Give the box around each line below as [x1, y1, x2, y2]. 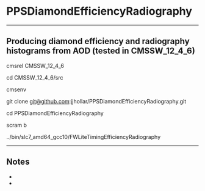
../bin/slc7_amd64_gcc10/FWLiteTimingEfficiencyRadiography [6, 133, 161, 140]
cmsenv [6, 86, 26, 93]
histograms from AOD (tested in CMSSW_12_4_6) [6, 46, 195, 56]
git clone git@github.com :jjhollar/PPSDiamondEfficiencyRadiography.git [6, 97, 187, 105]
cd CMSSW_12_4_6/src [6, 73, 63, 81]
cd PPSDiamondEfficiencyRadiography [6, 109, 104, 117]
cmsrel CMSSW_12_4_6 [6, 62, 64, 69]
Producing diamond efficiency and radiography [6, 36, 190, 47]
